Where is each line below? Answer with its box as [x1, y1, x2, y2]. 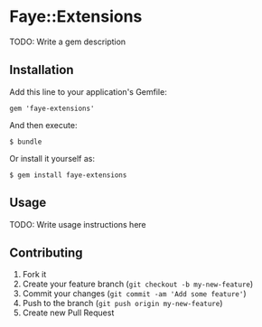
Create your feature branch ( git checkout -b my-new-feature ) [22, 278, 254, 290]
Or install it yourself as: [9, 153, 95, 163]
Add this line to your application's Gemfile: [9, 86, 167, 97]
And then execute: [9, 119, 78, 130]
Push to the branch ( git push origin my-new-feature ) [22, 298, 223, 309]
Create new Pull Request [22, 307, 115, 318]
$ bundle [9, 137, 42, 146]
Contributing [9, 245, 83, 260]
